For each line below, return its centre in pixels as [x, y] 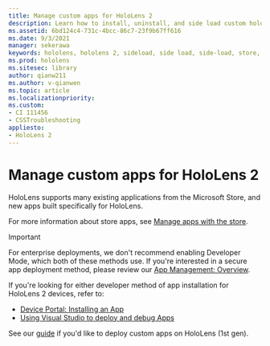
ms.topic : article [39, 90]
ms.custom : [27, 105]
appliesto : [27, 128]
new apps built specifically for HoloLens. [76, 206]
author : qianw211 [37, 75]
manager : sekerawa [39, 46]
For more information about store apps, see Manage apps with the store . [128, 221]
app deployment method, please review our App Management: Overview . [129, 269]
